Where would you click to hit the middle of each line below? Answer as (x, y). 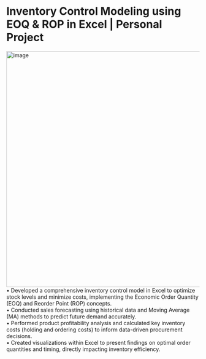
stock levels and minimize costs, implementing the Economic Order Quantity (103, 297)
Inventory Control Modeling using (94, 11)
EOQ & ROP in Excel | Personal (84, 24)
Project (25, 37)
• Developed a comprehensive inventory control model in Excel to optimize (101, 290)
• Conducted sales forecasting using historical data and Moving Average (98, 310)
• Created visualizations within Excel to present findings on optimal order (99, 342)
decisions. (19, 336)
